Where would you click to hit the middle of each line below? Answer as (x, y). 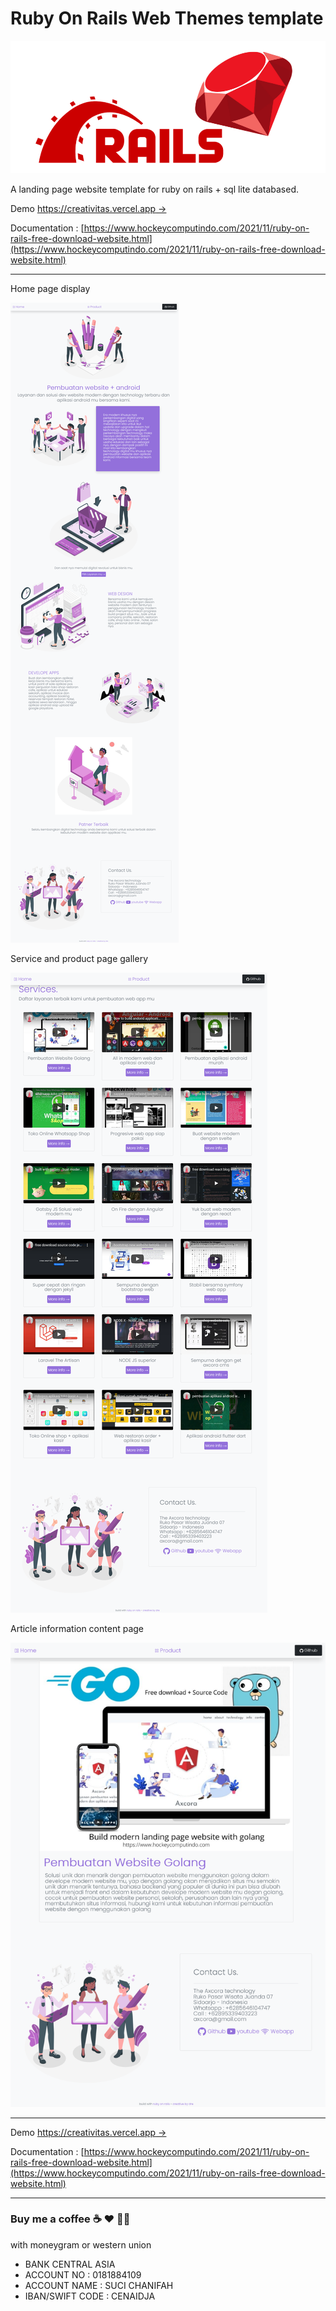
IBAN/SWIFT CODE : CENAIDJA (90, 2296)
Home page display (50, 288)
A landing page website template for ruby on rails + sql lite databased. (154, 189)
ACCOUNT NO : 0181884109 (83, 2274)
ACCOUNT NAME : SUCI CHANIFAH (99, 2285)
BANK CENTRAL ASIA (70, 2264)
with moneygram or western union (81, 2244)
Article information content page (77, 1628)
